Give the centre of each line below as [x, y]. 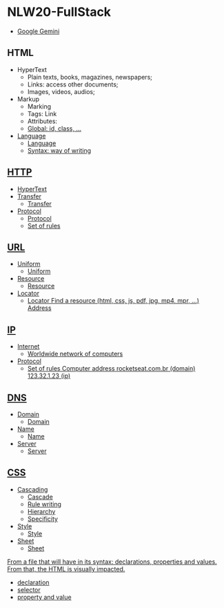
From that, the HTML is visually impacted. [66, 569]
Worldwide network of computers [75, 354]
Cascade [40, 497]
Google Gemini [38, 31]
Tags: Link [42, 113]
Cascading [32, 489]
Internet [28, 347]
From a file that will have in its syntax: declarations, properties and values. [112, 562]
